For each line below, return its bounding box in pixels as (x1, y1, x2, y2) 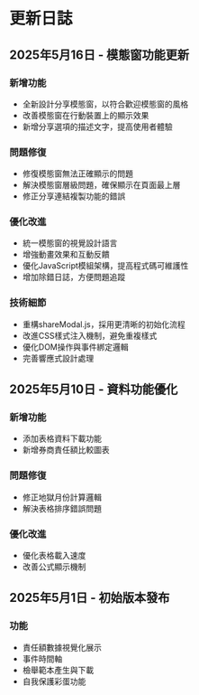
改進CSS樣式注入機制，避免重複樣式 (22, 330, 158, 341)
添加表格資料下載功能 (22, 433, 102, 444)
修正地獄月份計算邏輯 (22, 492, 102, 502)
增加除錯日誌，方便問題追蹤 (22, 272, 126, 283)
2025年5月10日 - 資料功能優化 (9, 381, 178, 398)
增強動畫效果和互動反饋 (22, 249, 110, 260)
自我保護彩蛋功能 (22, 675, 86, 687)
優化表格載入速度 (22, 550, 86, 561)
